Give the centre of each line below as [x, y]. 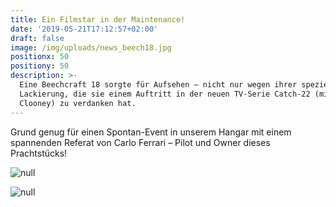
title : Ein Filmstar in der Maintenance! [98, 19]
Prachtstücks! [39, 153]
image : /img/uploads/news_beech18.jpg [91, 47]
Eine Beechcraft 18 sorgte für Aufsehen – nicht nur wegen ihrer [158, 85]
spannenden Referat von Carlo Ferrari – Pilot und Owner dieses [140, 142]
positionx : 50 [40, 57]
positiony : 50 [40, 66]
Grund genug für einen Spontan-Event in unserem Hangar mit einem [151, 132]
